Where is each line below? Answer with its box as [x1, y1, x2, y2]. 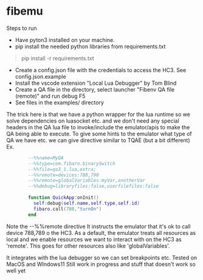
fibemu [6, 4, 44, 18]
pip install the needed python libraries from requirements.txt [15, 43, 166, 50]
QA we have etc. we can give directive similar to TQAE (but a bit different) [6, 136, 190, 144]
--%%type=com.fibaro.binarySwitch [28, 160, 115, 167]
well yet [6, 267, 26, 274]
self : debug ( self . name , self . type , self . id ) [33, 200, 140, 206]
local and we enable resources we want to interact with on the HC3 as [6, 235, 182, 243]
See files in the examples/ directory [15, 99, 105, 106]
